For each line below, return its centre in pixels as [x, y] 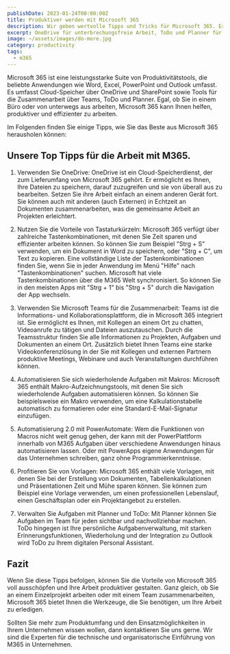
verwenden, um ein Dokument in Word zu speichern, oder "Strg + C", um [120, 251]
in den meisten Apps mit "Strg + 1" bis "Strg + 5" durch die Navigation [115, 287]
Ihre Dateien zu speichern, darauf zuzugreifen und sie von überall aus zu [119, 187]
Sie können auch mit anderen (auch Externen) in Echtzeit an [101, 201]
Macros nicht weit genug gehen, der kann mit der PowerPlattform [109, 436]
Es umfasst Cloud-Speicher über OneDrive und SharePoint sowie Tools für [112, 92]
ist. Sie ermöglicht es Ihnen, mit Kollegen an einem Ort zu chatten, [110, 322]
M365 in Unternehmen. [40, 644]
